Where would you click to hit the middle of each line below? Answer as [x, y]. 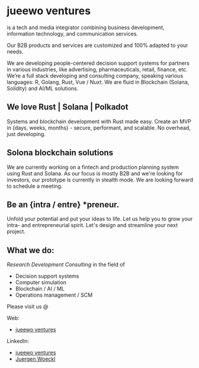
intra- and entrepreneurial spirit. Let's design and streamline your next [92, 225]
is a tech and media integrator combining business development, [86, 27]
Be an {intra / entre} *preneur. [63, 204]
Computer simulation [41, 282]
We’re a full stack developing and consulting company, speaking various [95, 76]
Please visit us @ [28, 307]
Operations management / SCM [54, 295]
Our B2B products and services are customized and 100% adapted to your [97, 45]
